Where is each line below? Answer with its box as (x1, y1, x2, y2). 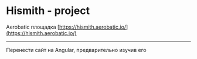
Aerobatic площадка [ (6, 23, 60, 30)
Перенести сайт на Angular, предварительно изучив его (6, 46, 147, 53)
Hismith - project (6, 4, 90, 18)
